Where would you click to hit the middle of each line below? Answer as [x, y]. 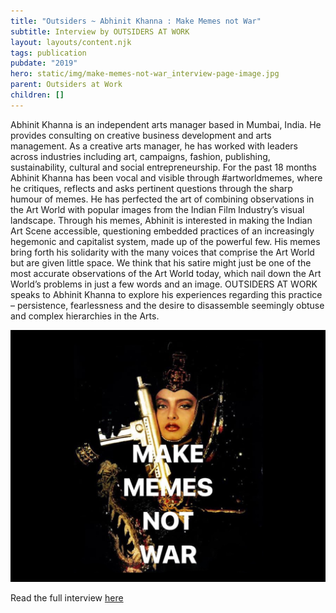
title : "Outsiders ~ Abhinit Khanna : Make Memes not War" [136, 21]
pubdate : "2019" [44, 63]
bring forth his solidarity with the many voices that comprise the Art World [162, 252]
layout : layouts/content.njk [71, 42]
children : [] [37, 95]
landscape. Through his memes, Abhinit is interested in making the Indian [161, 220]
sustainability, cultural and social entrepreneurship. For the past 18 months [163, 167]
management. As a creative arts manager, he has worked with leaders [154, 146]
